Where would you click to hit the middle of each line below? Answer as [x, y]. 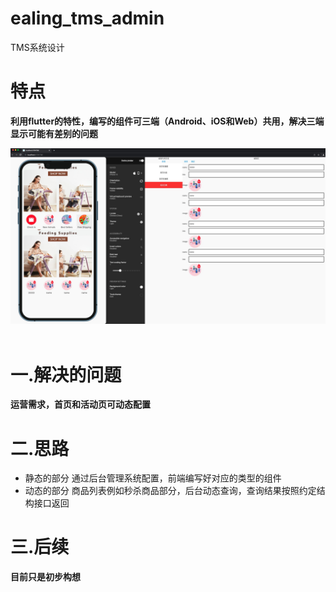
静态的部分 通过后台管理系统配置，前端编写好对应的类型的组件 [153, 478]
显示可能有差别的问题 [54, 133]
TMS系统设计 [37, 47]
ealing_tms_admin [87, 18]
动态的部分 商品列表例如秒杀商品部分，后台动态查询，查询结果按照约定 [170, 491]
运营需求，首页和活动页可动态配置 [80, 404]
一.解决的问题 [66, 374]
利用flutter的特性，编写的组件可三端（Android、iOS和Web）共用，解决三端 [167, 121]
